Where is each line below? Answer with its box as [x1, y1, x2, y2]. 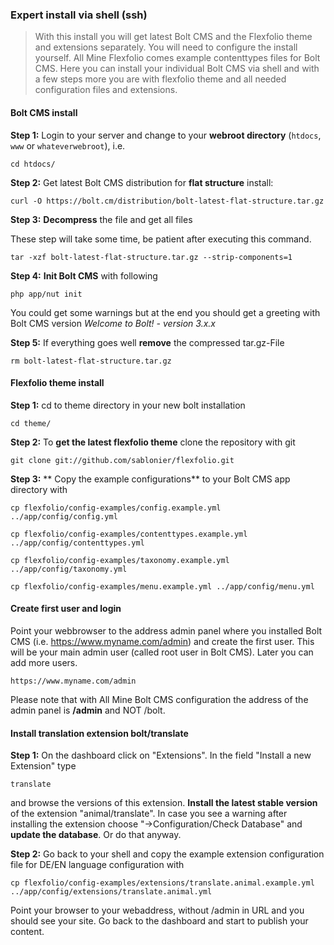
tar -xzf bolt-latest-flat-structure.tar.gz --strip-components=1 [10, 252, 293, 262]
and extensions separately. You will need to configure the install [34, 41, 298, 53]
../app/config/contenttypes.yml [10, 538, 145, 548]
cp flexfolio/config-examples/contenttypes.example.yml [10, 529, 248, 539]
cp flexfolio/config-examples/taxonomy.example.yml [10, 555, 230, 565]
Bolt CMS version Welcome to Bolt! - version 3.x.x [10, 317, 216, 329]
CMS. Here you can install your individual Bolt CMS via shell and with [34, 63, 320, 75]
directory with [10, 483, 68, 495]
